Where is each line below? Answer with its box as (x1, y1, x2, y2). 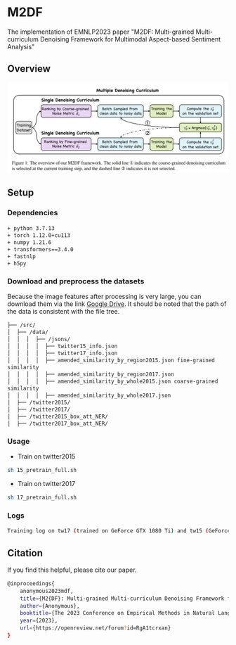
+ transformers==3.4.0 (7, 245, 74, 253)
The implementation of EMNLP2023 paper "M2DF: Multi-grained (7, 27, 195, 36)
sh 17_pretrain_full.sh (7, 494, 77, 502)
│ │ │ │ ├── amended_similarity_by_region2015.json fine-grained (7, 357, 216, 364)
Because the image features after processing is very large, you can (7, 292, 202, 300)
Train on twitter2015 (17, 452, 76, 461)
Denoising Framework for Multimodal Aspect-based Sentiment (39, 34, 221, 43)
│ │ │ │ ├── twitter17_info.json (7, 350, 118, 357)
